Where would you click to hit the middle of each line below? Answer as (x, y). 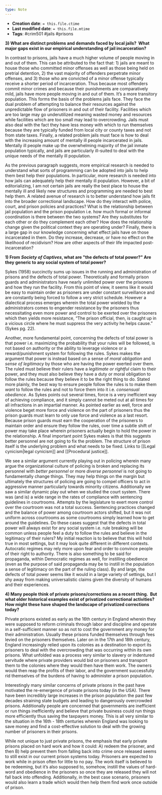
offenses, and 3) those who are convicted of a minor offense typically (74, 78)
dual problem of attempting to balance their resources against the (70, 104)
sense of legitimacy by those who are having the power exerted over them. (80, 364)
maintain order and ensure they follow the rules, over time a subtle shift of (79, 425)
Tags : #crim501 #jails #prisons (43, 34)
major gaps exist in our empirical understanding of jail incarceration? (76, 48)
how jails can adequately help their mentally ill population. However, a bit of (80, 181)
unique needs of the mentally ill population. (48, 155)
